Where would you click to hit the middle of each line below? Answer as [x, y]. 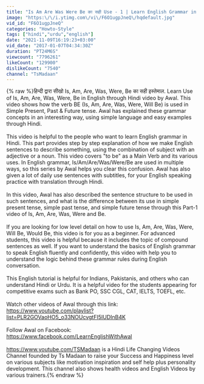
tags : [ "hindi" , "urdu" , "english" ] [50, 35]
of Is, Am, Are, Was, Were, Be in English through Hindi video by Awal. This [99, 98]
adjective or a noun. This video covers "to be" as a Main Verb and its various [102, 156]
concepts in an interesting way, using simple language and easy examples [99, 117]
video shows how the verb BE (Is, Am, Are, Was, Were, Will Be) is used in [97, 104]
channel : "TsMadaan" [32, 74]
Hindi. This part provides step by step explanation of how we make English [100, 143]
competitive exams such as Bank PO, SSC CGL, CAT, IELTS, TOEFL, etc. [96, 291]
